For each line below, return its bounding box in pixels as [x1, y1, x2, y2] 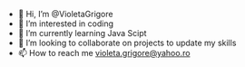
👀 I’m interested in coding [17, 18, 114, 29]
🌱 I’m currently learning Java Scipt [17, 28, 147, 38]
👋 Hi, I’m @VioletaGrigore [17, 9, 113, 19]
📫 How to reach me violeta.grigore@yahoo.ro [17, 48, 191, 58]
